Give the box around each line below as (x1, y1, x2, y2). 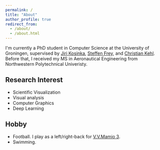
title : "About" (5, 12, 38, 17)
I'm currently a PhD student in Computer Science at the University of (5, 45, 149, 51)
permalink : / (5, 7, 33, 13)
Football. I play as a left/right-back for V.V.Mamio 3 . (12, 133, 121, 139)
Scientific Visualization (12, 89, 61, 95)
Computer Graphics (12, 100, 55, 106)
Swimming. (12, 139, 37, 145)
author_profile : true (5, 17, 51, 22)
